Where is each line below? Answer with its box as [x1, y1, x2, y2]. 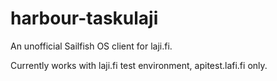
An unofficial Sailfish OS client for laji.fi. [10, 40, 173, 52]
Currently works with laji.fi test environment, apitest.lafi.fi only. [10, 59, 268, 71]
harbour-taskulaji [10, 7, 159, 30]
